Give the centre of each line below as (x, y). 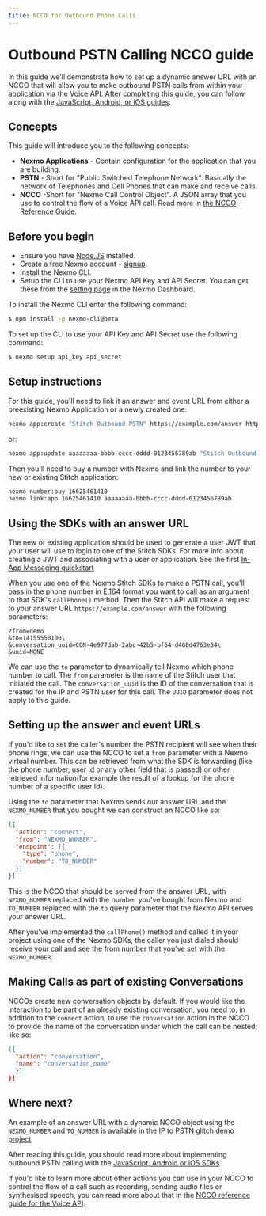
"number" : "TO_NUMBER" (60, 861)
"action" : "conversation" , (60, 1056)
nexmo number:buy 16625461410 (58, 492)
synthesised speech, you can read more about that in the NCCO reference (129, 1195)
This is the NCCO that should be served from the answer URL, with (117, 891)
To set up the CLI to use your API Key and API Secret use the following (123, 334)
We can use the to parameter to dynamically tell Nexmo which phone (121, 667)
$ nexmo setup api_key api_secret (65, 357)
